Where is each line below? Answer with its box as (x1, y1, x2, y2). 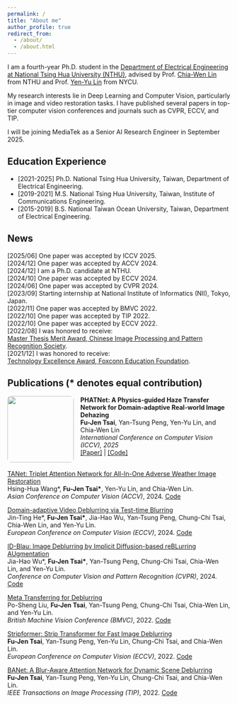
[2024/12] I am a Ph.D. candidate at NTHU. (7, 266, 132, 275)
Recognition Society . (7, 341, 68, 350)
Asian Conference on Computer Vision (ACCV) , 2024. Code (7, 492, 182, 501)
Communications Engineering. (17, 197, 106, 205)
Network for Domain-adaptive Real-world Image (80, 403, 225, 412)
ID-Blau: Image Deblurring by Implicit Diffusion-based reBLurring (7, 542, 197, 550)
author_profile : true (7, 23, 71, 30)
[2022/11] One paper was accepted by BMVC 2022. (7, 304, 158, 312)
